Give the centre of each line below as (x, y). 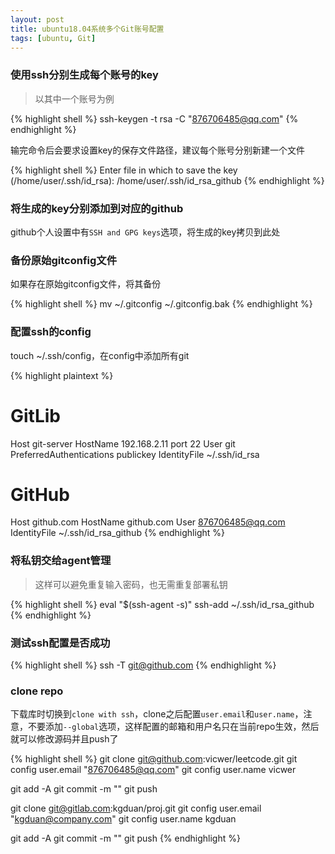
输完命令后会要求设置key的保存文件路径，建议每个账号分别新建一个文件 (158, 150)
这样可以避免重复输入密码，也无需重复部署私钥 (131, 584)
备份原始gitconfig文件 (64, 260)
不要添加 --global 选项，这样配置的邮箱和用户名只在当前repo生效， (164, 727)
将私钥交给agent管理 (61, 561)
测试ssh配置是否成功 (60, 643)
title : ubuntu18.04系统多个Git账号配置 (87, 29)
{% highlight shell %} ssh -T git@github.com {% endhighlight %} (143, 665)
